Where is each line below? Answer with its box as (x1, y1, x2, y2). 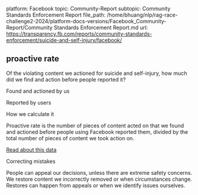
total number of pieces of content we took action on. (6, 134, 135, 141)
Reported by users (6, 99, 52, 106)
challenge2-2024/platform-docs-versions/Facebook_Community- (6, 18, 167, 24)
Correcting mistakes (6, 158, 56, 165)
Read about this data (6, 146, 57, 153)
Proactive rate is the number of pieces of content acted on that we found (6, 122, 184, 129)
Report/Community (6, 24, 53, 31)
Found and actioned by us (6, 87, 70, 95)
